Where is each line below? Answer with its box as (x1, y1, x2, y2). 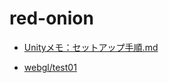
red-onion (9, 7, 94, 30)
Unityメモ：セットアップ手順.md (23, 41, 159, 53)
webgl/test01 (23, 61, 77, 73)
